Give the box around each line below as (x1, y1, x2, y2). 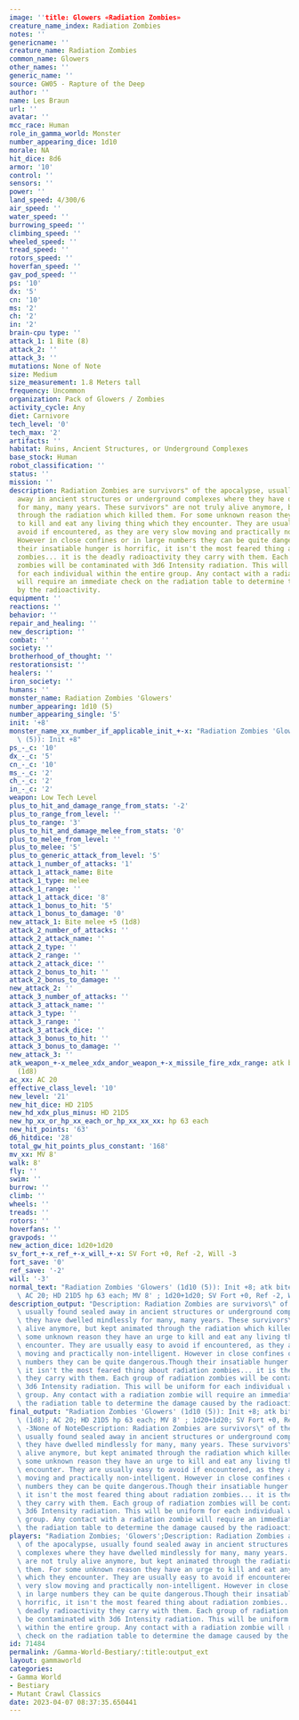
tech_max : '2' (9, 428, 62, 437)
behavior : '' (9, 611, 58, 619)
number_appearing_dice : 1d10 (9, 137, 117, 146)
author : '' (9, 87, 50, 96)
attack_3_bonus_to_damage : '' (9, 1042, 122, 1051)
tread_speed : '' (9, 245, 69, 254)
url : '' (9, 104, 38, 113)
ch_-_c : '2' (9, 777, 53, 785)
